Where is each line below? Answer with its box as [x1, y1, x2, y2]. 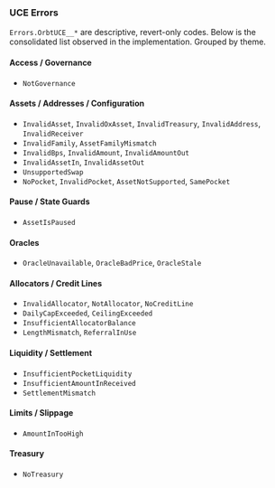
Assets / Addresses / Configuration [9, 98, 145, 109]
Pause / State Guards [9, 196, 90, 207]
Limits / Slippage [9, 408, 74, 418]
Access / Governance [9, 57, 92, 68]
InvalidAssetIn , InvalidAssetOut [22, 156, 145, 167]
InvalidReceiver [22, 129, 84, 138]
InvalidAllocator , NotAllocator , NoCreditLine [22, 298, 194, 309]
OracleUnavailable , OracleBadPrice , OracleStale [22, 258, 202, 268]
